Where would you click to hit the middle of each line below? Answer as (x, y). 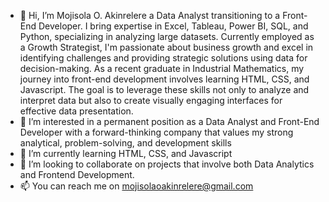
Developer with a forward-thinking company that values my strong (156, 132)
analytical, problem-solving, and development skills (125, 143)
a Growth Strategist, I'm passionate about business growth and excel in (166, 47)
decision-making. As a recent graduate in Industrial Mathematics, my (162, 68)
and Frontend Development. (77, 174)
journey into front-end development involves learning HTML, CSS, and (164, 79)
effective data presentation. (76, 111)
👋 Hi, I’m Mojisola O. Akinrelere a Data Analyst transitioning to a (150, 15)
